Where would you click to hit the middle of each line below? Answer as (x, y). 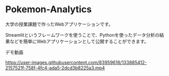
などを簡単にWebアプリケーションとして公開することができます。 (79, 41)
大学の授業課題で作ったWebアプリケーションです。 (59, 24)
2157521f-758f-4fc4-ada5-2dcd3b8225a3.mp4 (55, 68)
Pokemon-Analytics (49, 9)
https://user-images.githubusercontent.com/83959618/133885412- (76, 62)
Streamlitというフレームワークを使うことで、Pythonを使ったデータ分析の (82, 35)
